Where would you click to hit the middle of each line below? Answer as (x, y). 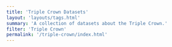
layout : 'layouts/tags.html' (43, 18)
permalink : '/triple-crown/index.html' (57, 35)
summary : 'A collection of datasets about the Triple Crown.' (87, 23)
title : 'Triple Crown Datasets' (47, 12)
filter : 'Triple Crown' (37, 29)
